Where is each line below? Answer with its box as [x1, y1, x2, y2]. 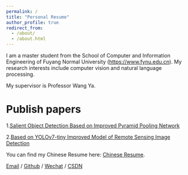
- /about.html [11, 36, 46, 42]
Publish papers [6, 103, 81, 116]
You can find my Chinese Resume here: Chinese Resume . [6, 151, 145, 158]
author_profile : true [6, 19, 59, 25]
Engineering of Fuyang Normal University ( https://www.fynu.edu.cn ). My [6, 58, 182, 65]
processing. [6, 71, 35, 78]
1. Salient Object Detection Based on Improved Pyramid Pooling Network [6, 122, 180, 129]
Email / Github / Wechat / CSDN [6, 162, 83, 169]
